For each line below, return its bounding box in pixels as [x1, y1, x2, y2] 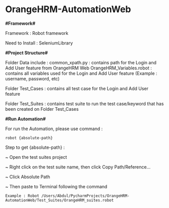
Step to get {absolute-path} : [5, 144, 65, 150]
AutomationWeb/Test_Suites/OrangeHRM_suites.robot [5, 197, 114, 203]
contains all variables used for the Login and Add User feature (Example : [5, 70, 157, 76]
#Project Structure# [5, 50, 48, 56]
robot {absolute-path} [5, 135, 53, 140]
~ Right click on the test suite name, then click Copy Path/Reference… [5, 163, 151, 170]
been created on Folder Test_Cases [5, 106, 79, 112]
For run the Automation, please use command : [5, 126, 103, 132]
